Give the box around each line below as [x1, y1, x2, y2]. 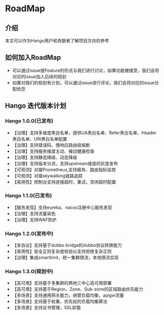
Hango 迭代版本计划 [5, 102, 66, 110]
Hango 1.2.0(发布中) [5, 230, 54, 237]
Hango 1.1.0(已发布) [5, 192, 52, 199]
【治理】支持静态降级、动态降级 [12, 154, 77, 160]
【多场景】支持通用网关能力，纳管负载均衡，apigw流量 [12, 292, 124, 298]
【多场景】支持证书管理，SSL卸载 [12, 305, 81, 311]
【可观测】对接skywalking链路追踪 [12, 172, 83, 178]
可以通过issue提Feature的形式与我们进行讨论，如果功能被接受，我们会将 [12, 67, 160, 73]
